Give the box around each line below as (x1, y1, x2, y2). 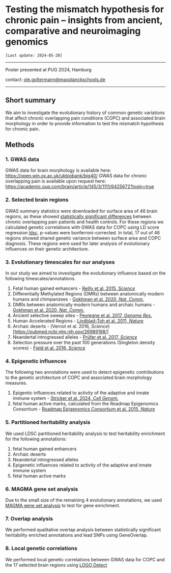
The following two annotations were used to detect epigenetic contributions (5, 369, 164, 375)
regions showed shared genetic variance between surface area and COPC (5, 235, 161, 241)
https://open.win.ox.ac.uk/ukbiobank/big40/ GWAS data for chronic (5, 173, 147, 179)
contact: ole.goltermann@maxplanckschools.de (5, 76, 106, 83)
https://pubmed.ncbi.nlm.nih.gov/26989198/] (14, 329, 109, 335)
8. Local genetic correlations (5, 545, 78, 552)
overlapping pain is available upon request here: (5, 178, 106, 184)
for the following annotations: (5, 435, 67, 442)
